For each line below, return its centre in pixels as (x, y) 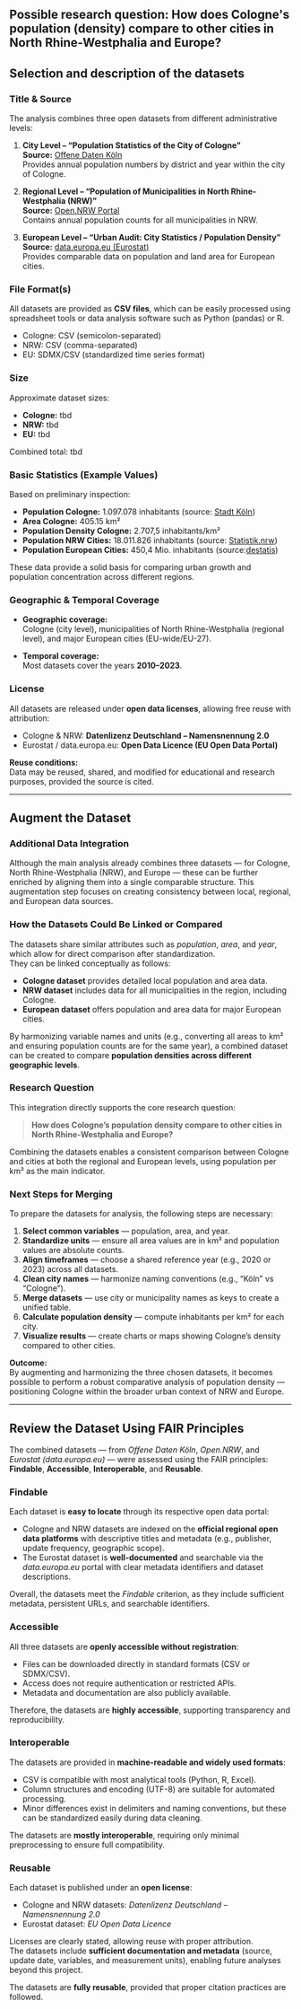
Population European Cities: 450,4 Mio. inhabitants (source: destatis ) (150, 549)
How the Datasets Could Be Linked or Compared (116, 925)
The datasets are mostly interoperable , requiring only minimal (125, 1835)
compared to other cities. (69, 1346)
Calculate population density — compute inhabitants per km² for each (153, 1317)
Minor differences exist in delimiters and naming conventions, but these (154, 1808)
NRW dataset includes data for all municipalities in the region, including (155, 990)
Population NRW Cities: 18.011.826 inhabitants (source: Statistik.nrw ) (150, 540)
